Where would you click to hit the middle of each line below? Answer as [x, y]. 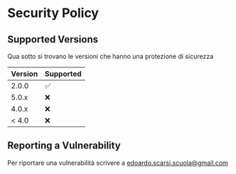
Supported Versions [53, 39]
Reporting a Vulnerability [64, 146]
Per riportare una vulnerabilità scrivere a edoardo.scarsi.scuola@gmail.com [118, 163]
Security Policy [53, 13]
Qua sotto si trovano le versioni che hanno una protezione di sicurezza [111, 56]
